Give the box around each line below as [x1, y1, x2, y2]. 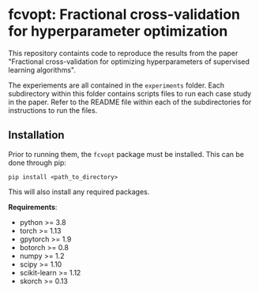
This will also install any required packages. [8, 187, 150, 197]
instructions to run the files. [8, 105, 98, 115]
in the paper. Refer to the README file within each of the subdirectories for [8, 97, 252, 107]
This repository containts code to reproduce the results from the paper [8, 48, 238, 58]
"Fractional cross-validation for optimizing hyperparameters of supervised [8, 57, 250, 66]
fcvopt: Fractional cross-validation [8, 6, 241, 24]
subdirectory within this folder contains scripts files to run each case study [8, 88, 252, 98]
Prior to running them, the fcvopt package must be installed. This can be [8, 149, 245, 159]
